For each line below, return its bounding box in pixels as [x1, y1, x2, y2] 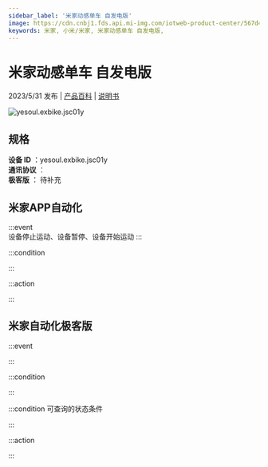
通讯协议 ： [8, 165, 45, 175]
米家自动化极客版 [8, 319, 93, 333]
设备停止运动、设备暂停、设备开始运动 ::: [8, 232, 143, 241]
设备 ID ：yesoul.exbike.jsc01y [8, 155, 108, 164]
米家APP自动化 [8, 200, 82, 214]
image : [8, 19, 30, 27]
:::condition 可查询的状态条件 [8, 404, 104, 414]
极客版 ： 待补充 [8, 175, 61, 184]
